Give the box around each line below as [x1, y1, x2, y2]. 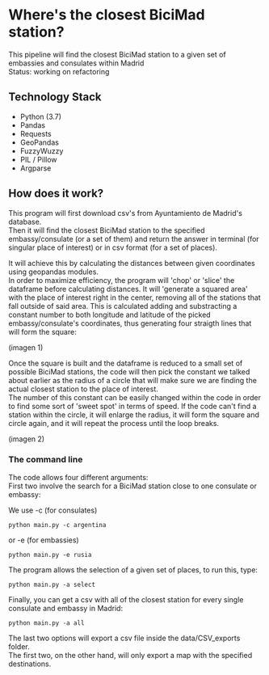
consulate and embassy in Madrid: [8, 603, 124, 613]
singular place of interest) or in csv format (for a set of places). [8, 243, 218, 252]
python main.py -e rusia [8, 551, 92, 559]
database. [8, 217, 42, 226]
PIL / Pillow [19, 154, 58, 164]
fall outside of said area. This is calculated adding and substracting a [8, 301, 237, 310]
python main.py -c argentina [8, 521, 107, 529]
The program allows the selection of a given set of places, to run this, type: [8, 564, 258, 575]
